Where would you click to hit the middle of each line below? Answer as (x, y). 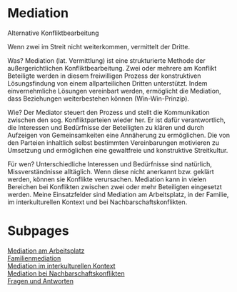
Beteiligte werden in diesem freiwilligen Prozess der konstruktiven (104, 76)
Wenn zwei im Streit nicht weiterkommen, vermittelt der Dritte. (99, 46)
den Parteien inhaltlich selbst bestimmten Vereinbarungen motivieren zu (114, 142)
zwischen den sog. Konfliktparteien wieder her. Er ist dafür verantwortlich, (117, 120)
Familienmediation (34, 258)
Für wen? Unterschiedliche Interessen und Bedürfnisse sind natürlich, (110, 164)
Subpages (38, 231)
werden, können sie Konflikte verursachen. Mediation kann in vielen (107, 179)
